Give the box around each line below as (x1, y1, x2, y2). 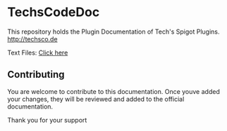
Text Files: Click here (7, 48, 68, 57)
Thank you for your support (7, 116, 87, 124)
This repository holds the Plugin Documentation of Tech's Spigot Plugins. (7, 27, 220, 36)
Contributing (7, 69, 65, 81)
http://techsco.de (7, 34, 58, 43)
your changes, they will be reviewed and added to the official (7, 95, 185, 103)
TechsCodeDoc (7, 4, 100, 20)
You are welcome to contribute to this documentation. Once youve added (7, 87, 220, 95)
